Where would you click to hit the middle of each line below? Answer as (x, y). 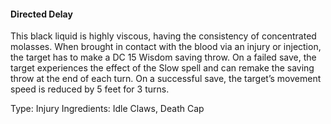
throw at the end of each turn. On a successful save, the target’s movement (166, 79)
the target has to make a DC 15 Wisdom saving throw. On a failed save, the (163, 57)
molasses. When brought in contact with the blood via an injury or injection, (166, 47)
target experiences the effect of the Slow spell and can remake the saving (162, 68)
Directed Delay (41, 14)
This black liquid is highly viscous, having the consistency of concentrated (163, 36)
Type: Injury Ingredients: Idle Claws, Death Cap (107, 109)
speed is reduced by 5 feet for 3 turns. (90, 89)
